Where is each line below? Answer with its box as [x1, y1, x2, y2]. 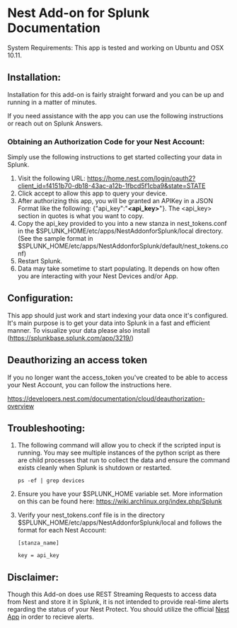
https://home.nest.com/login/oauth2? [87, 174, 196, 183]
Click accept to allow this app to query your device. [17, 189, 168, 198]
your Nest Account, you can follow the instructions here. [7, 380, 172, 389]
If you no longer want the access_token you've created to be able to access [7, 373, 228, 382]
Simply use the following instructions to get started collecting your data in [7, 153, 222, 161]
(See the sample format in [17, 234, 93, 243]
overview [7, 401, 34, 410]
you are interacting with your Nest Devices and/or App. [17, 272, 178, 280]
